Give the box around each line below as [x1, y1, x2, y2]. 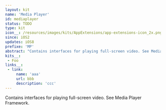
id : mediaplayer [5, 16, 39, 21]
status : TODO [5, 21, 32, 26]
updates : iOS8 [5, 40, 35, 45]
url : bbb [16, 76, 35, 81]
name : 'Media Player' [5, 12, 50, 17]
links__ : [5, 62, 23, 67]
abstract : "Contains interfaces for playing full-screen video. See [5, 49, 149, 54]
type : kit [5, 26, 26, 31]
